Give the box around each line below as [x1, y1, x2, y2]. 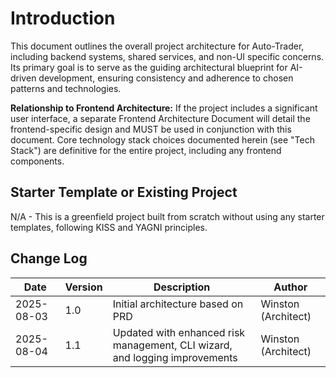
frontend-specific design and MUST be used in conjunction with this [10, 123, 292, 135]
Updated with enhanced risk [112, 325, 246, 339]
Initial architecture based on [112, 297, 244, 311]
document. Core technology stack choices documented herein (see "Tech [10, 133, 315, 146]
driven [10, 72, 37, 84]
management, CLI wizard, [112, 338, 233, 352]
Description [153, 280, 211, 294]
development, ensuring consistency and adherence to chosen [38, 72, 294, 84]
